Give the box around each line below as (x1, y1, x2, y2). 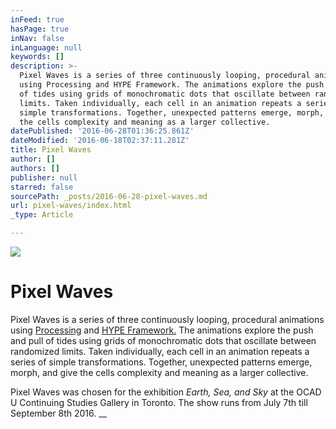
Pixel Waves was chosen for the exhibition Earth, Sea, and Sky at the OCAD (10, 386, 322, 398)
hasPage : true (10, 24, 70, 34)
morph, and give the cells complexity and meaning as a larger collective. (10, 366, 309, 378)
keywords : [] (10, 52, 65, 62)
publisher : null (10, 172, 78, 183)
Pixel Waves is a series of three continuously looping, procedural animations (10, 313, 325, 325)
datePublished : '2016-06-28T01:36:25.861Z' (10, 126, 195, 136)
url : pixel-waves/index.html (10, 201, 132, 211)
